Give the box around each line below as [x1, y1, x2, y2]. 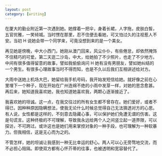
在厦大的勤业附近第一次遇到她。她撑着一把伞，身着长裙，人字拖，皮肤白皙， [5, 25, 157, 31]
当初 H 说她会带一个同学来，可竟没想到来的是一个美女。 [13, 37, 125, 44]
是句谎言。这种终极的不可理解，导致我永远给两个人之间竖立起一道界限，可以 [5, 117, 157, 123]
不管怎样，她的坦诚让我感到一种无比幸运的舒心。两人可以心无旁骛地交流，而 [5, 139, 157, 145]
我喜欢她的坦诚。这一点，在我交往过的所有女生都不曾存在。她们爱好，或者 [5, 99, 153, 105]
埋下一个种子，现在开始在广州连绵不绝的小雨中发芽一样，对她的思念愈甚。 [9, 82, 157, 88]
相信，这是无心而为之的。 [21, 129, 73, 135]
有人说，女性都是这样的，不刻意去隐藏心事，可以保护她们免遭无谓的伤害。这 [5, 111, 157, 117]
